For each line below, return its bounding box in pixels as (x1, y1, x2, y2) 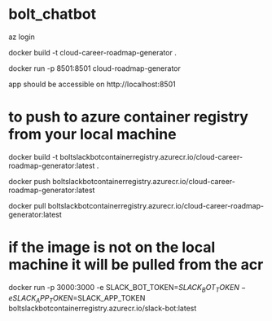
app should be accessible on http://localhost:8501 (8, 79, 177, 89)
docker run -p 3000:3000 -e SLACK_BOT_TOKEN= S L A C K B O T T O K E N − (8, 282, 247, 294)
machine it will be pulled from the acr (8, 256, 264, 274)
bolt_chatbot (8, 5, 96, 24)
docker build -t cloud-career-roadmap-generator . (8, 47, 177, 57)
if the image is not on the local (8, 238, 216, 257)
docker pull (8, 200, 46, 210)
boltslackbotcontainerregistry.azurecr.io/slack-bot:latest (8, 303, 197, 314)
